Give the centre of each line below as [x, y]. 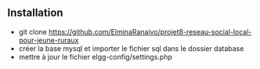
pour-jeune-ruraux [49, 40]
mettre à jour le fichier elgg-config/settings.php [96, 56]
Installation [35, 13]
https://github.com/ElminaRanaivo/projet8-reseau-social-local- [150, 31]
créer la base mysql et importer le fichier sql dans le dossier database [131, 48]
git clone [33, 31]
